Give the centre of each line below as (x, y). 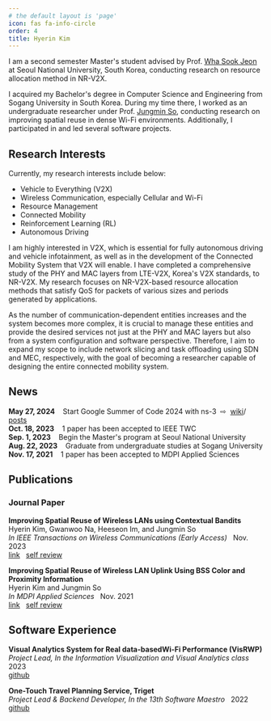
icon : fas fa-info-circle (52, 23)
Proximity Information (46, 579)
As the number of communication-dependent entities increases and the (127, 315)
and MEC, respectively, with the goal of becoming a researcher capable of (132, 358)
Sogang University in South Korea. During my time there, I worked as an (128, 103)
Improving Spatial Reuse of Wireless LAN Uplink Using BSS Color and (127, 570)
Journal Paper (37, 503)
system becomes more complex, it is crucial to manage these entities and (131, 323)
